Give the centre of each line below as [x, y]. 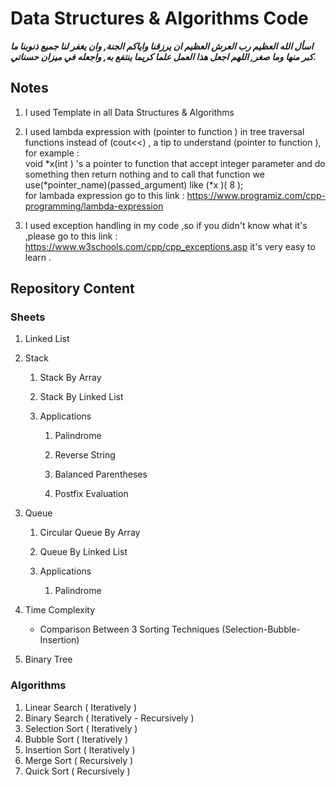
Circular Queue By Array [90, 533]
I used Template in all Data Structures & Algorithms [129, 112]
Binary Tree [48, 659]
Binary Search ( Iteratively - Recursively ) [109, 718]
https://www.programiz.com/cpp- [256, 195]
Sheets [28, 317]
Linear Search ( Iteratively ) [80, 707]
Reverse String [85, 455]
